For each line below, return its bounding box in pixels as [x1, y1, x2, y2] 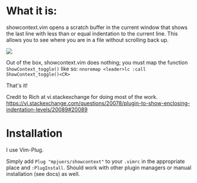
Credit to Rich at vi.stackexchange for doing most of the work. [6, 93, 158, 100]
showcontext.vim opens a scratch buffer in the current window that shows [6, 24, 188, 31]
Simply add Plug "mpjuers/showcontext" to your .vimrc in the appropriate [6, 158, 185, 165]
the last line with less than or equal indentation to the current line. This [6, 30, 178, 37]
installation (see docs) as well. [6, 170, 80, 177]
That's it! [6, 82, 28, 89]
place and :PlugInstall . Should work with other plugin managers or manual [6, 164, 192, 171]
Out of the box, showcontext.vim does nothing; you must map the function [6, 59, 188, 66]
